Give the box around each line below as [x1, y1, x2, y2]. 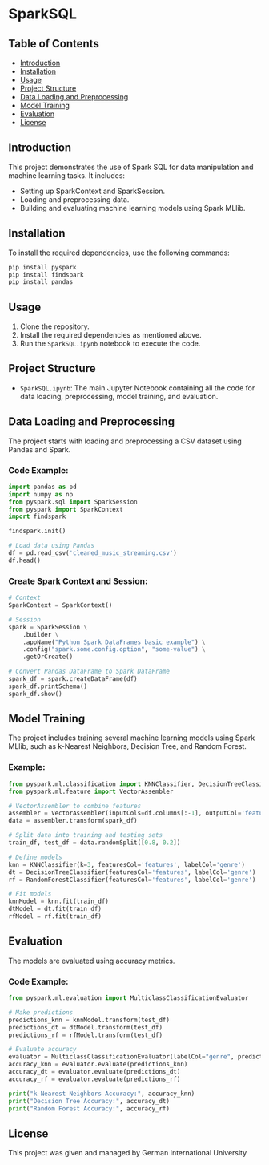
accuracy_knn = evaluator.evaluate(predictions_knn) [8, 1060, 188, 1069]
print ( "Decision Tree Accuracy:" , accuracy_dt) [8, 1097, 171, 1105]
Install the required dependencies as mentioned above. [19, 330, 202, 340]
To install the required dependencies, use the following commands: [8, 248, 230, 257]
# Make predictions [8, 1008, 74, 1017]
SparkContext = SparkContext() [8, 601, 113, 609]
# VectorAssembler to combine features [8, 802, 142, 810]
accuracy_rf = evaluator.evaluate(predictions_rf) [8, 1075, 181, 1083]
